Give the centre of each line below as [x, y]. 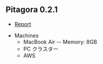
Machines [26, 36]
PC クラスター [41, 49]
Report [22, 24]
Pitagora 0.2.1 [32, 10]
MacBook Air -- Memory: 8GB [60, 41]
